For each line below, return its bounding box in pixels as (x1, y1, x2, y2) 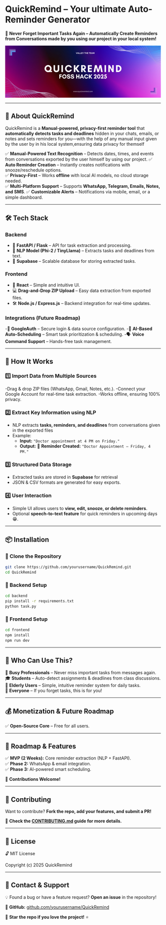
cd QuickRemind (5, 570, 37, 575)
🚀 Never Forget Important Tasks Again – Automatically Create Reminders (5, 30, 158, 36)
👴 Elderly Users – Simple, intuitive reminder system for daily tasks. (5, 682, 141, 688)
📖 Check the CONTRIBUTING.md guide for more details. (5, 818, 122, 824)
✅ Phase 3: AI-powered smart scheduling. (5, 766, 91, 772)
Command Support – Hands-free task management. (5, 339, 112, 345)
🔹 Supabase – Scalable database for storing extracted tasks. (12, 258, 136, 264)
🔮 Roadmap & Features (5, 742, 77, 751)
